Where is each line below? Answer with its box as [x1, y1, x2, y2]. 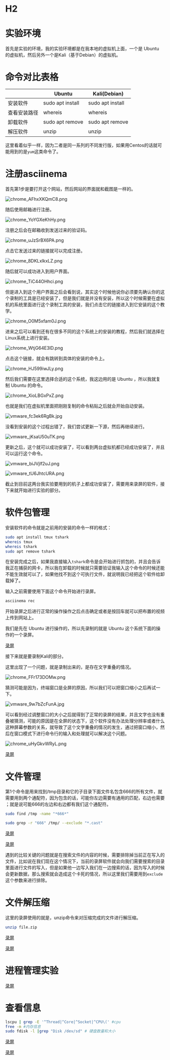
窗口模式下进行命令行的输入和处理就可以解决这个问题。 [14, 730, 130, 737]
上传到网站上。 [5, 614, 36, 621]
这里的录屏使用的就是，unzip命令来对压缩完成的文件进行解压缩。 [5, 915, 141, 921]
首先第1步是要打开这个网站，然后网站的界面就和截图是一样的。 [5, 186, 136, 192]
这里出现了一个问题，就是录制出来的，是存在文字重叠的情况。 [5, 664, 134, 670]
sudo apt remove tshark [5, 549, 56, 554]
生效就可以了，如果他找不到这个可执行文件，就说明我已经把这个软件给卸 [14, 571, 165, 577]
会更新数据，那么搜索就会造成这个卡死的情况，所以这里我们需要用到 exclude [5, 871, 163, 877]
